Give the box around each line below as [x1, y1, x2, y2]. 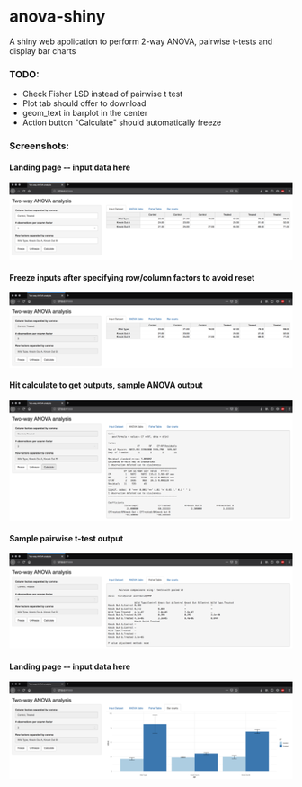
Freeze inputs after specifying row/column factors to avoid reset [9, 272, 255, 282]
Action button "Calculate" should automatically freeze [22, 117, 222, 128]
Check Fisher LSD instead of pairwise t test [22, 88, 183, 100]
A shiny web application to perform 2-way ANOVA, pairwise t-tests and [9, 36, 273, 47]
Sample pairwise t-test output [9, 532, 124, 543]
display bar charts [9, 45, 76, 56]
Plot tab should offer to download [22, 98, 147, 109]
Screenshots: [9, 139, 70, 152]
